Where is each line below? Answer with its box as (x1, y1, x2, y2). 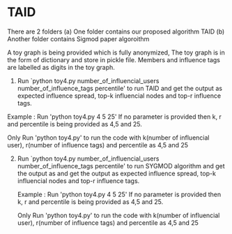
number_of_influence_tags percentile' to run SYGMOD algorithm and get (17, 161, 225, 170)
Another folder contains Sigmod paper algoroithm (7, 34, 150, 43)
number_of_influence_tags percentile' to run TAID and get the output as (17, 84, 223, 92)
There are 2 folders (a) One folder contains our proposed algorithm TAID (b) (7, 27, 225, 36)
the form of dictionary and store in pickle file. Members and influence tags (7, 55, 221, 64)
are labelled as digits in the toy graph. (7, 63, 115, 71)
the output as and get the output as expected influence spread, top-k (17, 169, 216, 177)
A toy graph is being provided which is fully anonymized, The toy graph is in (7, 48, 225, 57)
